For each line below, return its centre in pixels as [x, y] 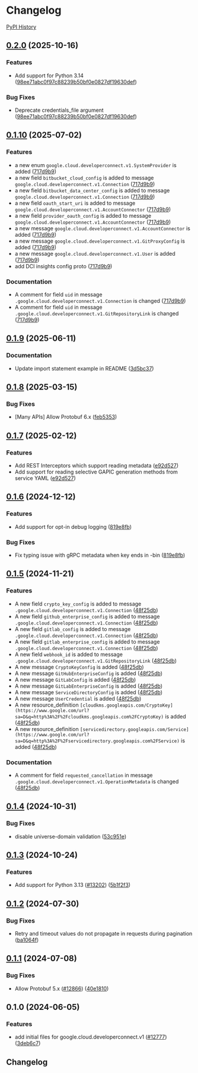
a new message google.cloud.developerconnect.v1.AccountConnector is [103, 228]
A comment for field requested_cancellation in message [84, 775]
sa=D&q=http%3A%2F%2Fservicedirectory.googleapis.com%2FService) [97, 741]
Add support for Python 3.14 [49, 76]
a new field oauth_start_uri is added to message [75, 203]
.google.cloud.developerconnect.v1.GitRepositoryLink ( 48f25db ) [95, 660]
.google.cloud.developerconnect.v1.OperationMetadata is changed [97, 781]
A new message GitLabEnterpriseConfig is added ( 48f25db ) [89, 686]
